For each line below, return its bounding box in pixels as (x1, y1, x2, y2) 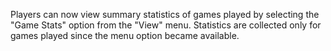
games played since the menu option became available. (10, 30, 240, 41)
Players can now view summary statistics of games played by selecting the (10, 9, 320, 20)
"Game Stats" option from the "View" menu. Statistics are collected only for (10, 19, 322, 31)
